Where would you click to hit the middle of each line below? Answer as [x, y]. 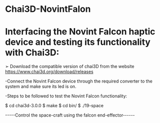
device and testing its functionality [78, 42]
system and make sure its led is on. [41, 86]
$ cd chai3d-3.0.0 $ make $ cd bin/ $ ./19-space [54, 106]
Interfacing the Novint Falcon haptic [80, 32]
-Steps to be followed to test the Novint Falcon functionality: [66, 96]
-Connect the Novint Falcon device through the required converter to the [79, 81]
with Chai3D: [32, 53]
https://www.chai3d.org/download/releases [49, 72]
